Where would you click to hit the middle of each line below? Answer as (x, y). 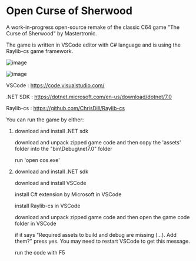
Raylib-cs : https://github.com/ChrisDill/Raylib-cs (66, 108)
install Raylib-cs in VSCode (47, 206)
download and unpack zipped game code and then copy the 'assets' (98, 142)
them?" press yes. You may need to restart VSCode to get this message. (102, 241)
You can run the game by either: (45, 120)
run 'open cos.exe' (37, 160)
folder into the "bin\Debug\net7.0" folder (64, 148)
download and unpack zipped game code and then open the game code (102, 217)
